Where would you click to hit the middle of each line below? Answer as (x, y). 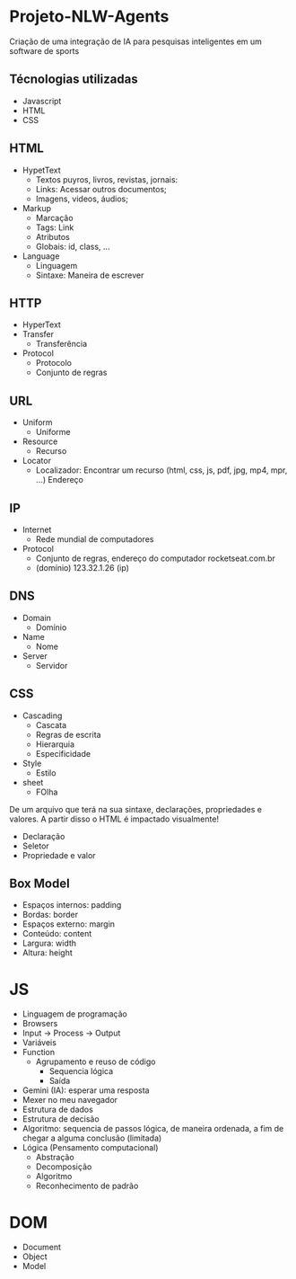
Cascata (51, 724)
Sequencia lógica (81, 1071)
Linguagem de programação (74, 1014)
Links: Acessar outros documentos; (101, 189)
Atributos (52, 236)
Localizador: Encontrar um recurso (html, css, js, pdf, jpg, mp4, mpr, (161, 470)
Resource (40, 441)
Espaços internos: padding (72, 905)
